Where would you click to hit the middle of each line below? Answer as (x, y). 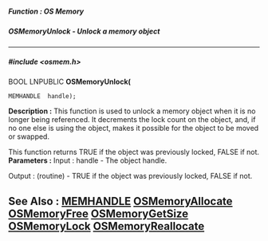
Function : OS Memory (46, 11)
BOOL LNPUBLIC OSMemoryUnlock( (70, 82)
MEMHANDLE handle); (43, 97)
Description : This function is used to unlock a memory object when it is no (132, 111)
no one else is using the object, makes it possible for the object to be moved (134, 128)
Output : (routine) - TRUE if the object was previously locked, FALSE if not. (130, 176)
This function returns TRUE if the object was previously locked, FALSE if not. (134, 152)
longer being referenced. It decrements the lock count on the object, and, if (132, 120)
